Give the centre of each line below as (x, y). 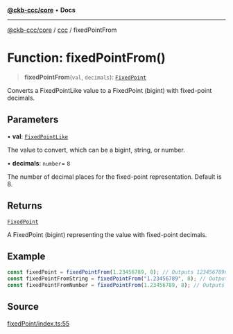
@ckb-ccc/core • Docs (42, 10)
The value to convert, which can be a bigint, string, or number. (96, 150)
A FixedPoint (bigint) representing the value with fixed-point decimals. (107, 234)
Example (26, 256)
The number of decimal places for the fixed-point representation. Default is (114, 177)
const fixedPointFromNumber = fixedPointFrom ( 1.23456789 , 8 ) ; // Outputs (116, 285)
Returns (25, 206)
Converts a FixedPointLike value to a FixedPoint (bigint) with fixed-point (110, 90)
